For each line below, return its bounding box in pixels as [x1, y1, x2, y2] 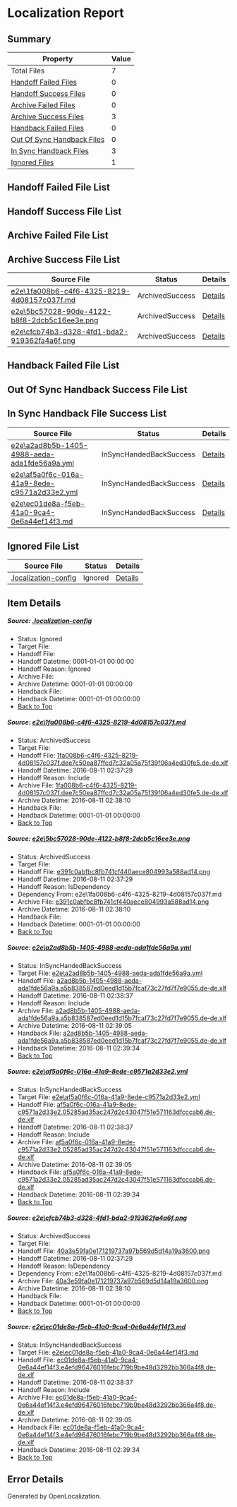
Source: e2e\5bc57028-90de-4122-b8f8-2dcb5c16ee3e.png [7, 835, 190, 843]
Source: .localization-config [7, 617, 92, 625]
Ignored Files [11, 157, 54, 167]
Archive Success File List [7, 253, 121, 265]
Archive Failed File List [7, 229, 109, 241]
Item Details [7, 597, 61, 609]
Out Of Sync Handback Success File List [7, 383, 188, 396]
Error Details [7, 1473, 63, 1485]
